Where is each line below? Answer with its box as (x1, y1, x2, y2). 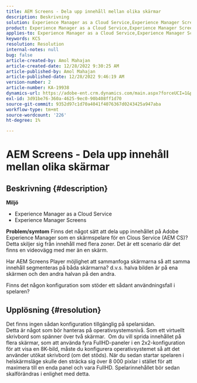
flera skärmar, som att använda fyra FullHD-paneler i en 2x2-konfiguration (6, 339, 185, 346)
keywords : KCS (6, 36, 41, 42)
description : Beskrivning (6, 14, 69, 20)
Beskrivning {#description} (6, 183, 108, 193)
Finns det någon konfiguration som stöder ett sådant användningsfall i (6, 282, 175, 289)
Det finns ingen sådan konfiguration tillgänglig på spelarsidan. (6, 320, 155, 327)
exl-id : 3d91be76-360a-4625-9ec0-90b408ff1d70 (6, 95, 122, 101)
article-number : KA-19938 (6, 85, 69, 91)
